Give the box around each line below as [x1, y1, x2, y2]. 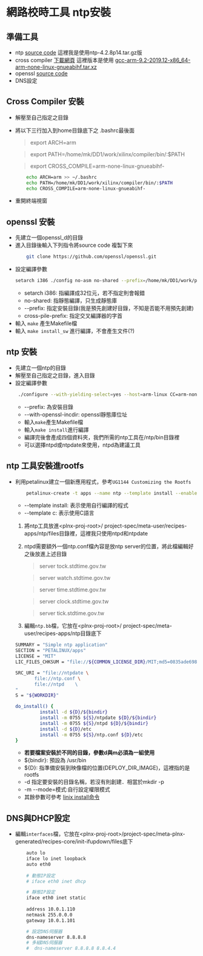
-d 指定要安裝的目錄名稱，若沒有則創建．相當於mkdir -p [24, 779, 165, 786]
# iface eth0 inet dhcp [26, 878, 86, 884]
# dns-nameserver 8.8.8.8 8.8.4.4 [26, 946, 116, 952]
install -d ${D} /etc [39, 726, 92, 732]
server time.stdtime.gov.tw [39, 586, 107, 593]
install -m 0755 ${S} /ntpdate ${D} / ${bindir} [39, 715, 157, 721]
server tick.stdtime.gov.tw [39, 610, 105, 617]
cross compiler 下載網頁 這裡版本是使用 [15, 57, 114, 64]
